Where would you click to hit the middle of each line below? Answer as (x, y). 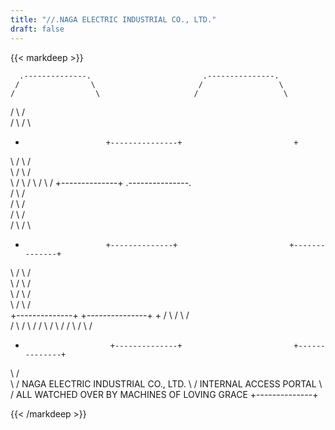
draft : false (37, 29)
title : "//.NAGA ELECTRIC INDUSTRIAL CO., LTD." (113, 19)
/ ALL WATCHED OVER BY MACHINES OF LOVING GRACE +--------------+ (164, 394)
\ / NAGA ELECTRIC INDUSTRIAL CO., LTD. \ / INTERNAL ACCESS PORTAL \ (166, 383)
